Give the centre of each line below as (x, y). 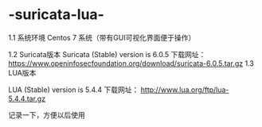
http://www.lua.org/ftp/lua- (185, 90)
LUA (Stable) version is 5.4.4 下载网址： (74, 90)
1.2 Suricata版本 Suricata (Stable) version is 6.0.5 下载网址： (107, 54)
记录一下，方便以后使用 (47, 115)
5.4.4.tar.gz (27, 98)
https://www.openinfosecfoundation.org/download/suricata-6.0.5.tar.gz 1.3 (131, 63)
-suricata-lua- (57, 15)
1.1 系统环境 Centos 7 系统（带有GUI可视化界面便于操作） (102, 37)
